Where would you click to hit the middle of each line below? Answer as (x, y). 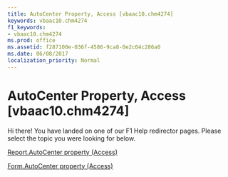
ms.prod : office (31, 41)
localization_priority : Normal (54, 61)
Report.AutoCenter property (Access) (62, 152)
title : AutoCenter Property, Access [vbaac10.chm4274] (90, 14)
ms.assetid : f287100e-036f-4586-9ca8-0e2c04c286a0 (84, 47)
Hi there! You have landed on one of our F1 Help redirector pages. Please (114, 131)
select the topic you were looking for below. (72, 138)
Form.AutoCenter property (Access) (60, 166)
